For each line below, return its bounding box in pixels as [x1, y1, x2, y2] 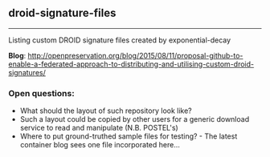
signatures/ [8, 67, 46, 77]
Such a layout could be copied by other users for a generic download [19, 115, 250, 124]
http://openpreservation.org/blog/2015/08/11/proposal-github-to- [27, 50, 243, 60]
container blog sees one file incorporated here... [19, 140, 181, 150]
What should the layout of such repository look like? [19, 106, 193, 115]
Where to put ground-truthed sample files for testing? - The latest [19, 131, 238, 141]
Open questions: [8, 87, 75, 99]
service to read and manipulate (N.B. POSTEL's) [19, 123, 178, 133]
